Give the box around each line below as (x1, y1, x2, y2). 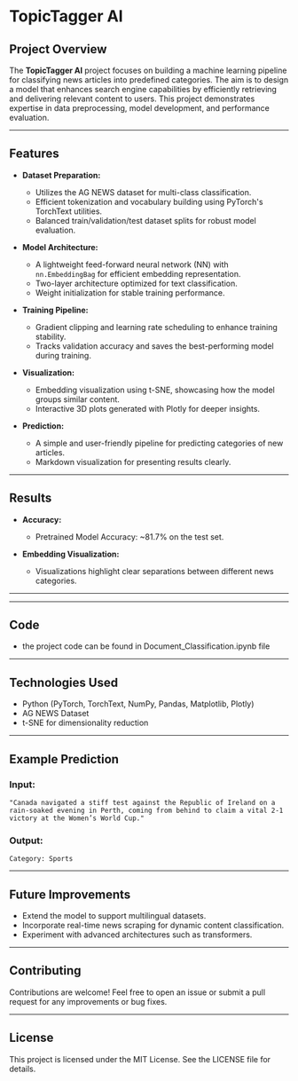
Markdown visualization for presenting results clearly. (35, 456, 231, 467)
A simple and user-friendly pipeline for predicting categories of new (35, 438, 284, 448)
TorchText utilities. (35, 206, 103, 217)
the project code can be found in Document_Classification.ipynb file (21, 641, 271, 651)
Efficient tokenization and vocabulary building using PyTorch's (35, 196, 263, 207)
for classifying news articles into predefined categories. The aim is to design (9, 75, 289, 85)
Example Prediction (9, 752, 120, 767)
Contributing (9, 963, 82, 978)
